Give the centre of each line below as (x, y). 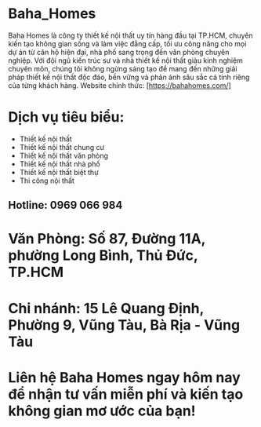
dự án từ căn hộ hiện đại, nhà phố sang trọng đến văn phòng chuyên (119, 52)
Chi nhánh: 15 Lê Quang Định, (106, 308)
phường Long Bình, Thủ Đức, (103, 255)
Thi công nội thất (47, 181)
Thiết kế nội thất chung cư (62, 147)
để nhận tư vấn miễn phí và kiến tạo (126, 394)
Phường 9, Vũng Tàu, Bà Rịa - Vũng (124, 325)
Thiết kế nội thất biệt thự (59, 172)
